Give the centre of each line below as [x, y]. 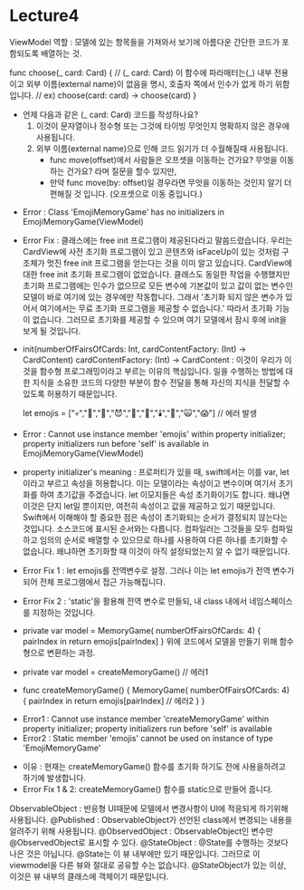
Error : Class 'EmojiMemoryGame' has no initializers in [123, 212]
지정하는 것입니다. [64, 612]
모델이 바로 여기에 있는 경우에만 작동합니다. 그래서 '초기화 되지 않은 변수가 [152, 296]
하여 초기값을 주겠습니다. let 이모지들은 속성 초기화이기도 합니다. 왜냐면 [165, 494]
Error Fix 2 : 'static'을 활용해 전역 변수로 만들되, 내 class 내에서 [134, 601]
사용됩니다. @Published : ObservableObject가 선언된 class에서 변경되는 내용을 [151, 819]
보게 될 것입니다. [52, 331]
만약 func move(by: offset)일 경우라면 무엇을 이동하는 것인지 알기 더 [171, 182]
